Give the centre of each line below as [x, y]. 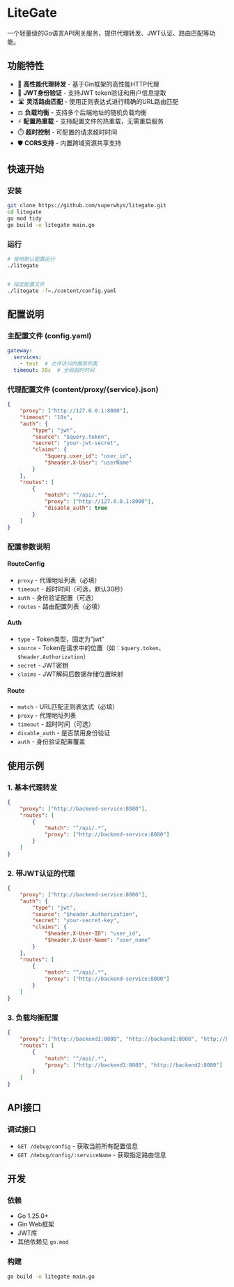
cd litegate [24, 212]
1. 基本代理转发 [32, 788]
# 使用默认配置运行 [31, 259]
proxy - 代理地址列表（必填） [59, 580]
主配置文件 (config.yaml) [49, 336]
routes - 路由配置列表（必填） [61, 606]
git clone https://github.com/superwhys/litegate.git [87, 206]
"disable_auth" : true [76, 508]
